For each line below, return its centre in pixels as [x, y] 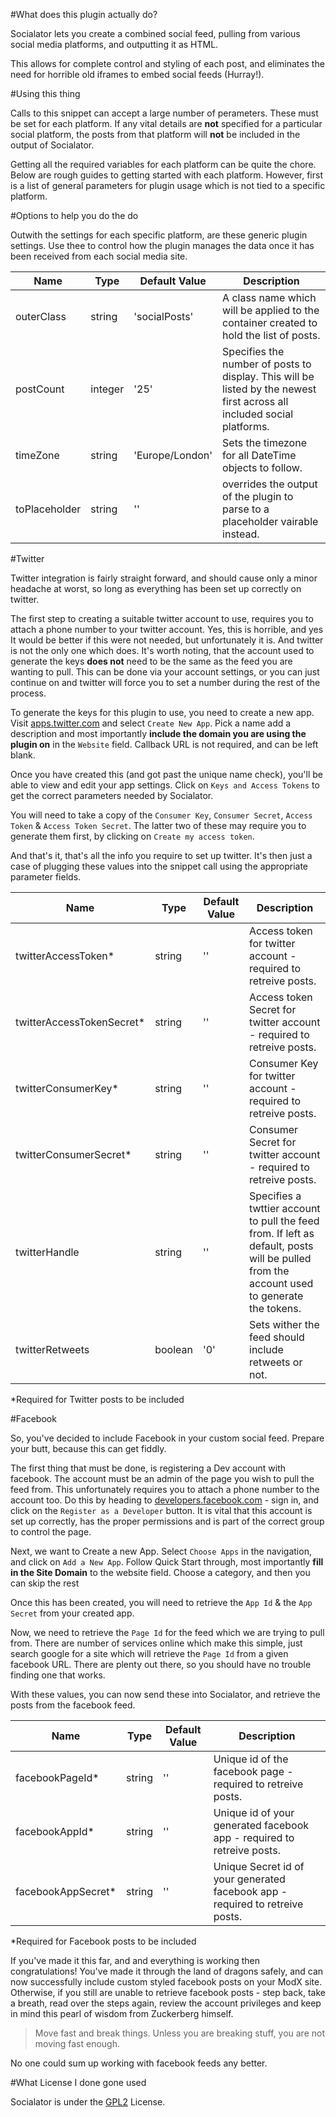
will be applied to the [271, 310]
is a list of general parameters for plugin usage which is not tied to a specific [168, 185]
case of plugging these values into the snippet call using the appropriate [159, 866]
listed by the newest [269, 389]
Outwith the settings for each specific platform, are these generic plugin [159, 235]
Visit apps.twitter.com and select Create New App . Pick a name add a [151, 723]
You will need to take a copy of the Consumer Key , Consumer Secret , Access [161, 815]
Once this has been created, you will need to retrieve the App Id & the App [161, 1602]
